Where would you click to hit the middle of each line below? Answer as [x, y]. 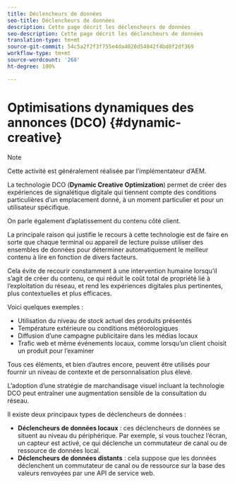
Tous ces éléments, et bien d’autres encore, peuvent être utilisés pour [109, 364]
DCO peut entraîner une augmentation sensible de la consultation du [107, 393]
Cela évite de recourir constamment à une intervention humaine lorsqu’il [112, 271]
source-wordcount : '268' [44, 60]
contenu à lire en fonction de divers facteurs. [73, 257]
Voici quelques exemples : [45, 307]
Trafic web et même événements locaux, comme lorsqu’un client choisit [122, 343]
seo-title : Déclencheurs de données [61, 20]
